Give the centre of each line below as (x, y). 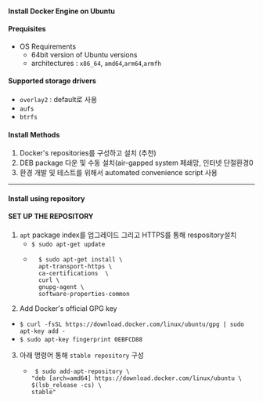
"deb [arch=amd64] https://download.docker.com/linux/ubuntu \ (137, 378)
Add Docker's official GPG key (68, 309)
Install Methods (34, 134)
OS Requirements (48, 46)
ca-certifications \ (74, 273)
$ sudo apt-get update (68, 244)
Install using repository (47, 198)
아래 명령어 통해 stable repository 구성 (82, 355)
